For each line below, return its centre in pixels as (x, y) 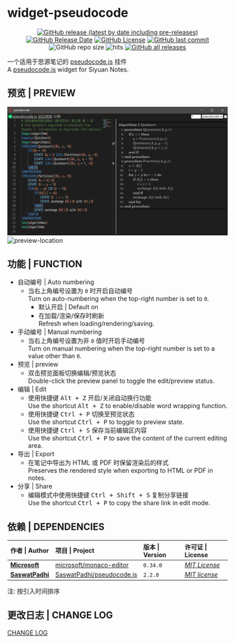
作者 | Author (30, 551)
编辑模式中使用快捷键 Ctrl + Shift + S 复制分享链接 (108, 495)
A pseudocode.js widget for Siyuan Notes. (68, 69)
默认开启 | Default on (69, 307)
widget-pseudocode (68, 13)
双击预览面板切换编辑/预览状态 (72, 373)
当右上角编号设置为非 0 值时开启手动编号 (86, 341)
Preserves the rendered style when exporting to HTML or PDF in (120, 471)
